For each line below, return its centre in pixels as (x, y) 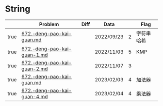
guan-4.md (35, 96)
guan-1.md (35, 55)
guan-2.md (35, 69)
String (18, 9)
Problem (49, 24)
